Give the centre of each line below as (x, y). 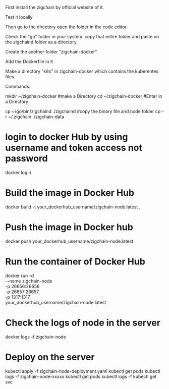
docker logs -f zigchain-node (36, 337)
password (26, 159)
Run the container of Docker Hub (75, 261)
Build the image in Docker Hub (70, 193)
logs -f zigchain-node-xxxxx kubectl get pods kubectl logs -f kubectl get (81, 376)
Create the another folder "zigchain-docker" (51, 52)
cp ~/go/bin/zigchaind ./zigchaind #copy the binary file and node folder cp (83, 111)
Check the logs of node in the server (83, 323)
